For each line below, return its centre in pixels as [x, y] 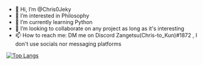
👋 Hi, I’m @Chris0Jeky [43, 9]
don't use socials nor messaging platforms [68, 44]
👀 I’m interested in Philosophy [52, 16]
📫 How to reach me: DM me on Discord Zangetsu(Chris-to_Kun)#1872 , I [106, 35]
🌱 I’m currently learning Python [54, 22]
